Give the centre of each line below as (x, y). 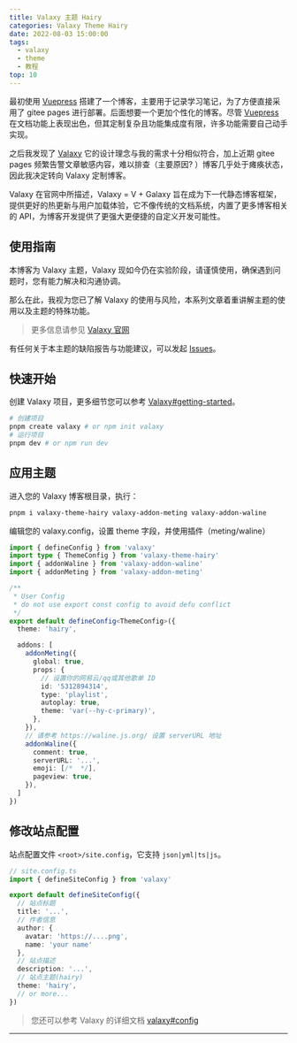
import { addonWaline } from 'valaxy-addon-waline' (106, 564)
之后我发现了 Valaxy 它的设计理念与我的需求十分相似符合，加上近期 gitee (142, 153)
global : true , (59, 662)
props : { (49, 670)
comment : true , (61, 752)
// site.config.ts (43, 871)
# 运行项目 (27, 435)
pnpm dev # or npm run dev (59, 443)
